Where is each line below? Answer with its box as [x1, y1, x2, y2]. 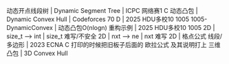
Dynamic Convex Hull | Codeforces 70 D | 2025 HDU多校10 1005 [6, 15, 190, 23]
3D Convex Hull [23, 49, 68, 57]
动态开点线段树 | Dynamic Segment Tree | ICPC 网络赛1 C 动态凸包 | [6, 7, 198, 14]
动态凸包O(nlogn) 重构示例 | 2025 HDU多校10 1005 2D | [58, 24, 215, 31]
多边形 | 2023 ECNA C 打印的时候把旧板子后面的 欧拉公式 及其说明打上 [6, 41, 207, 48]
